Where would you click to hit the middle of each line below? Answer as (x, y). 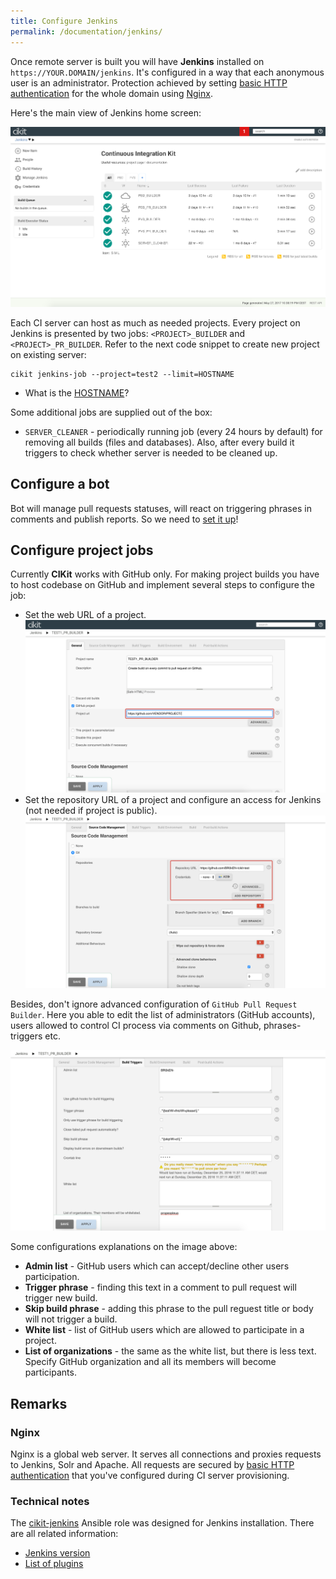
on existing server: (48, 354)
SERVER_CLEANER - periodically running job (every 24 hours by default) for (173, 431)
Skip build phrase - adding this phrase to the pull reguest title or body (169, 1309)
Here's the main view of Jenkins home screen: (106, 112)
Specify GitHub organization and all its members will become (150, 1362)
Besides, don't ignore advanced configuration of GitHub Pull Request (154, 1004)
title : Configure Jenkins (64, 21)
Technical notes (50, 1501)
